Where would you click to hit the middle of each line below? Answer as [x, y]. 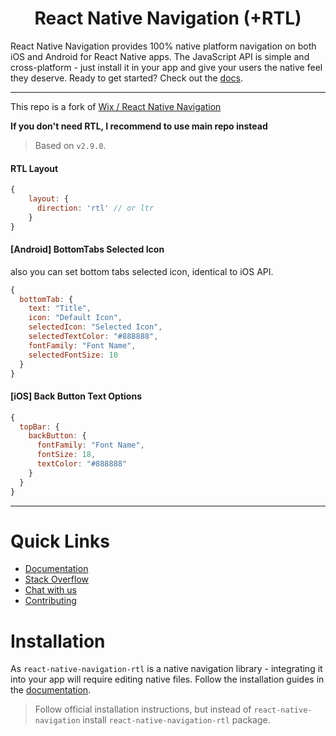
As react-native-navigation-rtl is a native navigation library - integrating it [166, 669]
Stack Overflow [57, 579]
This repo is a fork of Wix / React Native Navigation [116, 106]
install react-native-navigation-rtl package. [176, 720]
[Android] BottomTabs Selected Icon [87, 249]
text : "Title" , [60, 308]
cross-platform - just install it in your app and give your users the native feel [166, 67]
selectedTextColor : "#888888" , [93, 337]
